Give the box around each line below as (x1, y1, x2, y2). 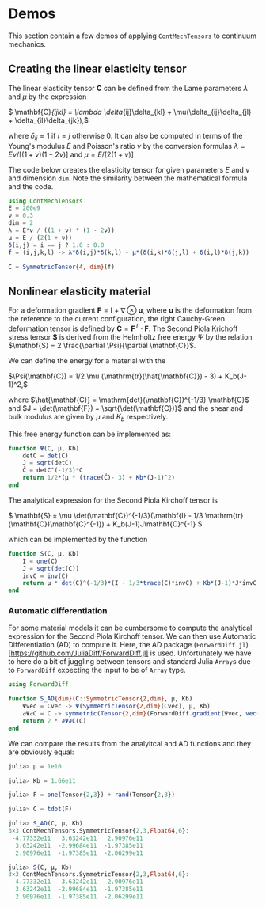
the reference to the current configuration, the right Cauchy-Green (8, 314, 226, 324)
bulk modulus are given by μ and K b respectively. (8, 412, 169, 423)
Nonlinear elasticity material (8, 284, 151, 298)
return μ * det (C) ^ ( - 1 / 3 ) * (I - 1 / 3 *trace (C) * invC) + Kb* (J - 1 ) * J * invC (22, 579, 257, 587)
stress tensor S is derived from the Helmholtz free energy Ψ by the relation (8, 332, 253, 341)
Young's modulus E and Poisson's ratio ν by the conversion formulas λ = (8, 141, 245, 150)
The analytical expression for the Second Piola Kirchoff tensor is (8, 495, 218, 505)
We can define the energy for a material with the (8, 355, 166, 365)
